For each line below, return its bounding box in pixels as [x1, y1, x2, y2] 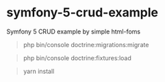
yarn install [23, 67, 55, 75]
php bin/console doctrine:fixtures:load [23, 53, 131, 62]
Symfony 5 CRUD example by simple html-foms [6, 27, 141, 36]
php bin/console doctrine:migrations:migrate [23, 40, 149, 49]
